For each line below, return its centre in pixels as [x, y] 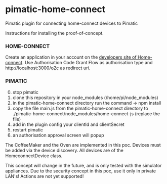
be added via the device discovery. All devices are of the [65, 150]
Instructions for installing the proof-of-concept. [54, 33]
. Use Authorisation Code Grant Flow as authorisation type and [87, 63]
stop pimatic [26, 92]
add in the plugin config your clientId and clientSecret [69, 124]
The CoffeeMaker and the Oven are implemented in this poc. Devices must [83, 145]
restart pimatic [28, 129]
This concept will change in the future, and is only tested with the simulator [83, 165]
